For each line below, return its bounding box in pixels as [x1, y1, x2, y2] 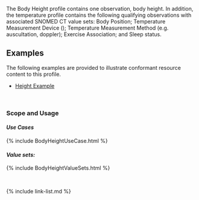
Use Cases [6, 123, 34, 131]
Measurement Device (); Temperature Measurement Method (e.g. [6, 24, 169, 31]
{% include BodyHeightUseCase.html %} [6, 137, 108, 144]
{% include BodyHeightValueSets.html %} [6, 164, 110, 172]
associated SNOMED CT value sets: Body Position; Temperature [6, 18, 166, 25]
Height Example [14, 82, 55, 89]
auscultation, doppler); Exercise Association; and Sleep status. [6, 31, 162, 38]
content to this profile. [6, 70, 62, 78]
